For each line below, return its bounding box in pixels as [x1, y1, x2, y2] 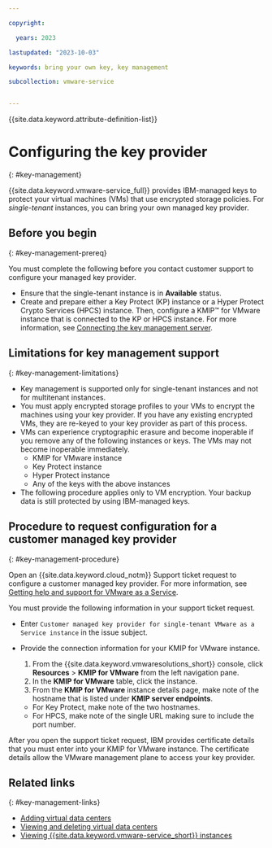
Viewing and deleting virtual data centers [19, 822, 158, 832]
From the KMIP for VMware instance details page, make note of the [32, 684, 260, 694]
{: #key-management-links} [8, 798, 101, 807]
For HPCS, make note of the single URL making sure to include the [32, 710, 254, 720]
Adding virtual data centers [19, 813, 112, 823]
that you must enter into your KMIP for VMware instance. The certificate [8, 744, 250, 754]
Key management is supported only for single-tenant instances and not [19, 383, 258, 393]
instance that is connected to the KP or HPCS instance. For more [19, 314, 237, 324]
